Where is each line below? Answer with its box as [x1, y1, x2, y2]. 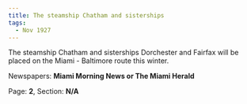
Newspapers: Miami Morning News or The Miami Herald [8, 72, 196, 81]
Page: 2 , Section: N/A [8, 87, 79, 96]
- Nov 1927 [15, 26, 51, 34]
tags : [8, 19, 26, 27]
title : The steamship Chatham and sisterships [8, 11, 165, 20]
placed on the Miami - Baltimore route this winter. [8, 56, 169, 65]
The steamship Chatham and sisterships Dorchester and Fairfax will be [8, 48, 239, 58]
